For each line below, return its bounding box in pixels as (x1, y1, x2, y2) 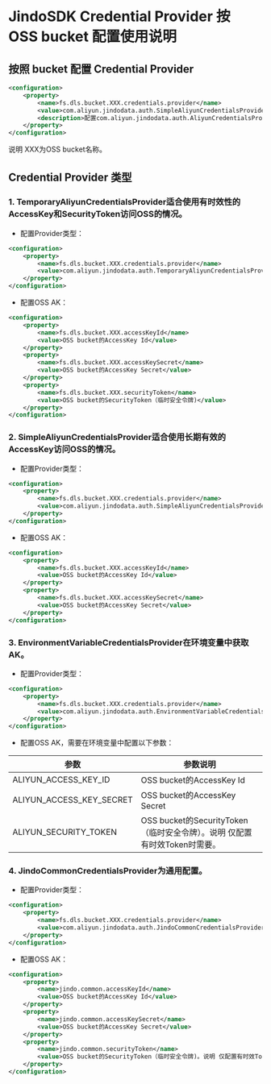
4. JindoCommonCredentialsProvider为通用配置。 (8, 866, 207, 877)
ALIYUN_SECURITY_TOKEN (12, 827, 117, 838)
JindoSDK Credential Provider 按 (8, 7, 231, 26)
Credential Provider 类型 (8, 170, 132, 184)
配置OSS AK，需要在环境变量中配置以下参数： (19, 738, 174, 748)
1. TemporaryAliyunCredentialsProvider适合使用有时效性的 (8, 197, 241, 208)
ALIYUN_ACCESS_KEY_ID (12, 775, 110, 786)
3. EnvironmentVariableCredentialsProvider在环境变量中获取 (8, 637, 249, 648)
